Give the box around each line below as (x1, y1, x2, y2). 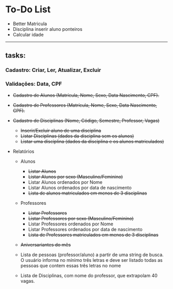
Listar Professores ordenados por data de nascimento (28, 226, 143, 232)
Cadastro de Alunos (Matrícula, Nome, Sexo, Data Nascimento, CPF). (12, 92, 160, 98)
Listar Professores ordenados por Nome (28, 221, 113, 227)
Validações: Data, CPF (5, 81, 62, 88)
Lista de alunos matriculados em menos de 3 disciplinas (28, 190, 147, 196)
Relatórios (12, 148, 34, 155)
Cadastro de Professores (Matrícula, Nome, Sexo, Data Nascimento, (12, 102, 157, 108)
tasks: (5, 51, 26, 60)
